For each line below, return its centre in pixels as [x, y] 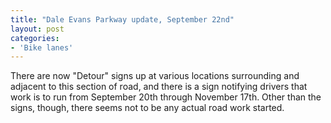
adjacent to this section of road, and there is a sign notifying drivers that [159, 87]
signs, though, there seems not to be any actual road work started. [147, 108]
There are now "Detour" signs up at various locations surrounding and [155, 76]
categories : [35, 38]
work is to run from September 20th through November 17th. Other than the [166, 97]
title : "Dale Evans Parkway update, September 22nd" [122, 19]
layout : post [37, 29]
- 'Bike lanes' [42, 47]
